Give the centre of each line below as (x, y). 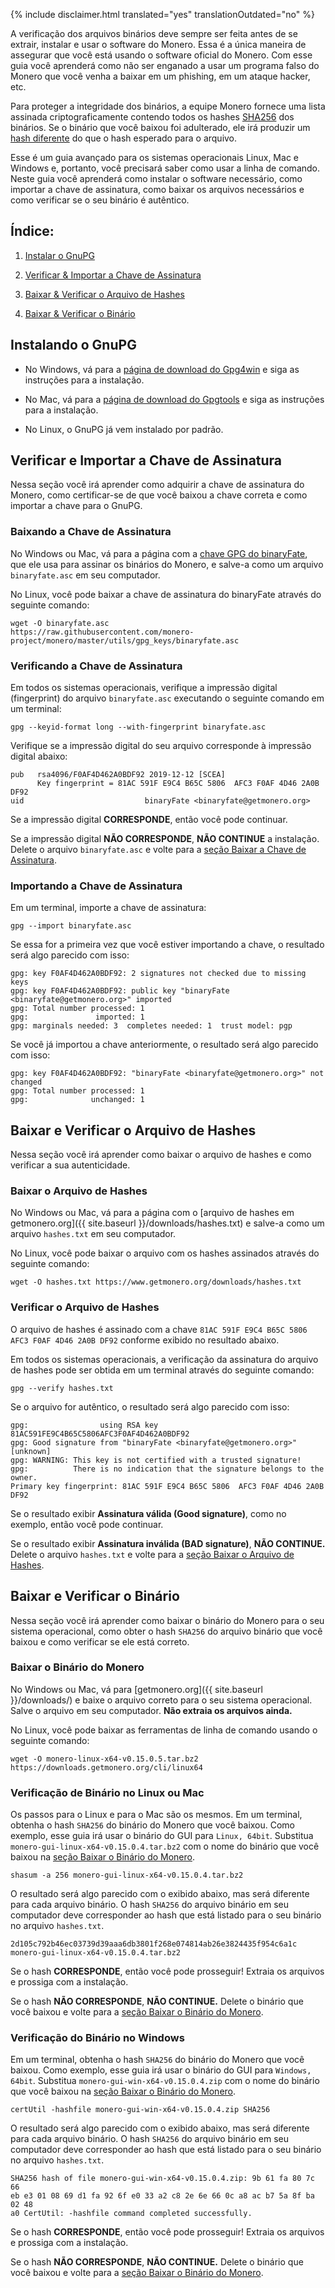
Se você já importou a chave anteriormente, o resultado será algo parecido (164, 1045)
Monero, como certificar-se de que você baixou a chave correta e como (159, 495)
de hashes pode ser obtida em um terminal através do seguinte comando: (162, 1370)
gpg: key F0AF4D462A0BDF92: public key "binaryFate (120, 991)
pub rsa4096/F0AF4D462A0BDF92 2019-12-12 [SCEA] (118, 775)
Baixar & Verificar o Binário (80, 313)
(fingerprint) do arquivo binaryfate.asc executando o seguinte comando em (167, 698)
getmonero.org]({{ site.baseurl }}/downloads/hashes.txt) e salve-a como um (167, 1223)
